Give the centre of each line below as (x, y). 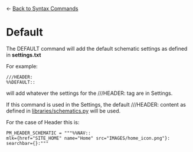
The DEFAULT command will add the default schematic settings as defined (97, 48)
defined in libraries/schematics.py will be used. (63, 111)
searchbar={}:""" (27, 143)
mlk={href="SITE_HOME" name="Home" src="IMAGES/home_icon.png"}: (88, 138)
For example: (22, 66)
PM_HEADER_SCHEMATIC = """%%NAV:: (49, 133)
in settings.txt (24, 55)
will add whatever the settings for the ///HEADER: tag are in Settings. (89, 93)
